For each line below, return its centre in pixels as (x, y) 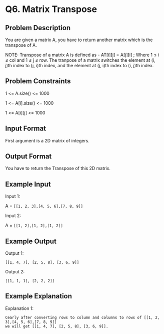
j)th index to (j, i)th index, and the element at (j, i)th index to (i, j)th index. (79, 65)
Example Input (28, 184)
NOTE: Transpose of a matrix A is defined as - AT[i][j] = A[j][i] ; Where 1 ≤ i (82, 55)
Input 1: (13, 196)
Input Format (26, 129)
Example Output (31, 241)
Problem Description (38, 28)
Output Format (28, 156)
